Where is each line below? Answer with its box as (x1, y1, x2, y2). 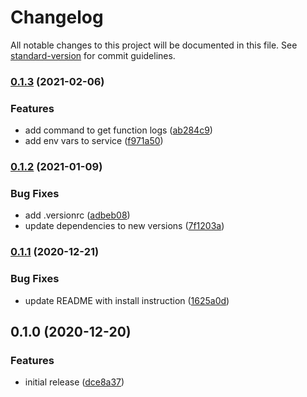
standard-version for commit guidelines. (10, 49, 176, 61)
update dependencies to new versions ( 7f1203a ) (24, 220, 225, 232)
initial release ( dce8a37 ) (24, 376, 125, 388)
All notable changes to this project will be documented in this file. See (10, 39, 298, 51)
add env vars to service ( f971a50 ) (24, 135, 164, 147)
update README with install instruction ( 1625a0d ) (24, 294, 230, 306)
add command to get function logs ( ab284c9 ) (24, 124, 213, 136)
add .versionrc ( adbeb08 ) (24, 209, 131, 221)
